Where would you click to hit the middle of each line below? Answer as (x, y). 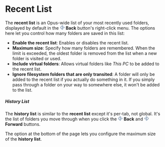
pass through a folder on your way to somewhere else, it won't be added (86, 84)
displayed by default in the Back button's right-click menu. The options (80, 28)
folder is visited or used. (37, 58)
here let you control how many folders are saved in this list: (65, 33)
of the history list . (23, 139)
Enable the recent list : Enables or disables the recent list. (70, 42)
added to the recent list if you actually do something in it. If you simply (83, 79)
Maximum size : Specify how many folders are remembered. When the (83, 48)
